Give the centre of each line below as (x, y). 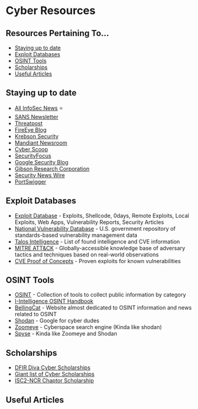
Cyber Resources (51, 11)
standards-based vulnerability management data (76, 235)
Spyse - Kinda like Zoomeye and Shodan (66, 334)
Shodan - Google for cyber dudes (57, 320)
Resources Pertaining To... (57, 33)
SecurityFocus (33, 156)
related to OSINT (36, 314)
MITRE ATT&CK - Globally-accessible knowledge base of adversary (100, 248)
